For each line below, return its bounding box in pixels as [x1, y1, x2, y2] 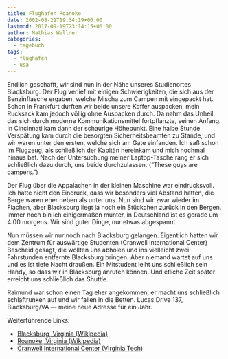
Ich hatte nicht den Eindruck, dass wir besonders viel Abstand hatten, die [7, 188, 214, 197]
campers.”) [7, 168, 39, 176]
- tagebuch [13, 42, 45, 49]
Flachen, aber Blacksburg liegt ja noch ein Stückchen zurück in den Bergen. [7, 203, 222, 211]
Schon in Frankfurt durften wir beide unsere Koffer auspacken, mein [7, 102, 200, 110]
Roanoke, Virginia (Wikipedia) [16, 336, 101, 345]
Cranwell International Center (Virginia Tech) [16, 344, 144, 352]
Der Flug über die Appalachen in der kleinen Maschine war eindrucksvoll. [7, 181, 215, 189]
